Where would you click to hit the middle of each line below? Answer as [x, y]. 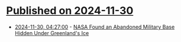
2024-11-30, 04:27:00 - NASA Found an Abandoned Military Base [95, 27]
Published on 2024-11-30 [70, 11]
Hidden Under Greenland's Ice [52, 33]
